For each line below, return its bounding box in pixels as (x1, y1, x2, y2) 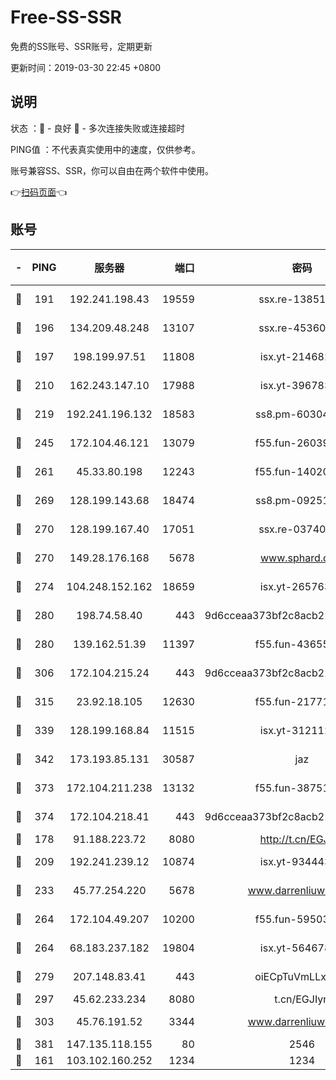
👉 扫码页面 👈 (10, 186, 68, 198)
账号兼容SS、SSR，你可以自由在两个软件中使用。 (10, 164, 214, 176)
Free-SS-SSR (10, 6, 122, 29)
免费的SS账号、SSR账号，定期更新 (10, 40, 153, 52)
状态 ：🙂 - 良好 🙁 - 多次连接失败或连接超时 (10, 122, 185, 134)
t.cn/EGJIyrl (274, 992, 330, 1006)
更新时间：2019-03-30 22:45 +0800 (10, 61, 162, 73)
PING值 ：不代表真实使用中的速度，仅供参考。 (10, 143, 201, 155)
